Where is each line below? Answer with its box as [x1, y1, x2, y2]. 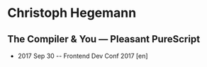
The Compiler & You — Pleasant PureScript [7, 33, 201, 45]
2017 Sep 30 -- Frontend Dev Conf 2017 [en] [17, 51, 148, 60]
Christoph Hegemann [7, 5, 137, 21]
